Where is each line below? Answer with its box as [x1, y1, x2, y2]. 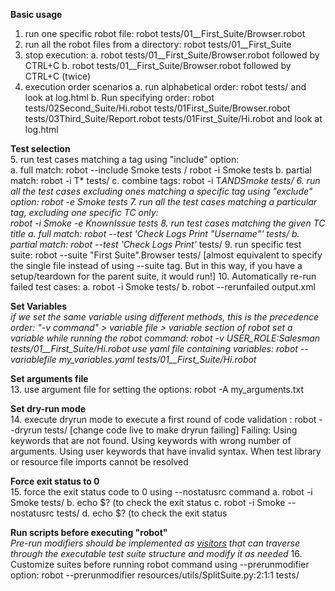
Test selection [10, 143, 71, 154]
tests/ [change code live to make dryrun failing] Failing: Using [44, 424, 298, 436]
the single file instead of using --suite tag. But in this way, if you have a [10, 260, 303, 271]
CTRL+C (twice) [24, 70, 92, 82]
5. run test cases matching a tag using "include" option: [10, 154, 240, 165]
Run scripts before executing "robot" [10, 527, 168, 538]
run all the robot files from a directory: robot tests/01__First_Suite [24, 39, 292, 50]
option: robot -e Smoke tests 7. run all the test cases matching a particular [10, 196, 318, 208]
